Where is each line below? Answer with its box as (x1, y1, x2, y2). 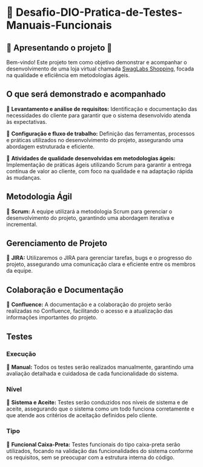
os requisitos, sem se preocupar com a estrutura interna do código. (6, 454, 175, 461)
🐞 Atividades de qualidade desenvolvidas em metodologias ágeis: (6, 154, 176, 162)
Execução (6, 349, 36, 358)
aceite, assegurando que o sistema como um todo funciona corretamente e (6, 405, 195, 412)
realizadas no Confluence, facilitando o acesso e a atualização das (6, 307, 173, 315)
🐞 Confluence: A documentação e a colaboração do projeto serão (6, 301, 171, 308)
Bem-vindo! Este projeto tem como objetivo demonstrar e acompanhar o (6, 59, 187, 66)
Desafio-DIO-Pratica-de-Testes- (16, 5, 183, 19)
